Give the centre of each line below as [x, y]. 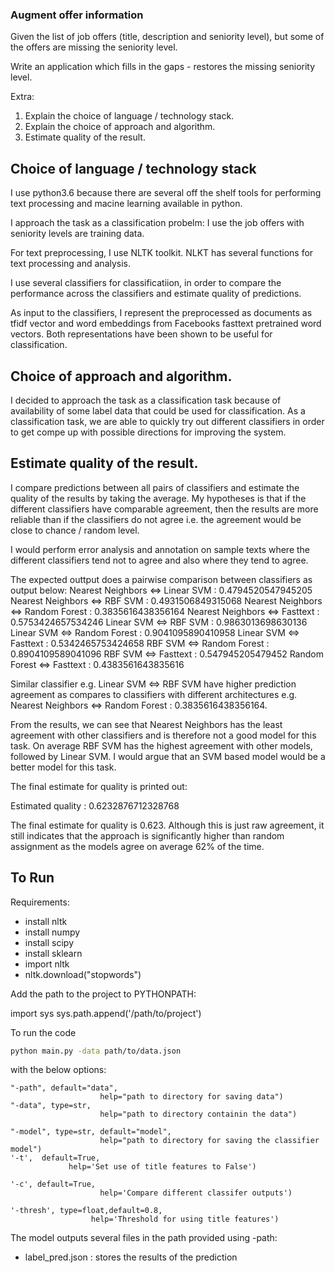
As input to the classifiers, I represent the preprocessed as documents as [161, 313]
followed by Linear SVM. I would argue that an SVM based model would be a [168, 756]
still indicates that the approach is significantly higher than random [147, 835]
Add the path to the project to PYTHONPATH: [103, 994]
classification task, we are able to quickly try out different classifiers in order [167, 421]
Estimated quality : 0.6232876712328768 [95, 805]
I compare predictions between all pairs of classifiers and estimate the [155, 487]
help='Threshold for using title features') [185, 1219]
